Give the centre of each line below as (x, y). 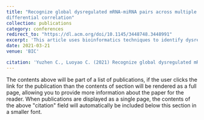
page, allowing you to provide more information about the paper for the (95, 92)
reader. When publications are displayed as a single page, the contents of (98, 99)
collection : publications (39, 23)
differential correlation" (40, 18)
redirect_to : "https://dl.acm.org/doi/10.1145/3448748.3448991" (89, 35)
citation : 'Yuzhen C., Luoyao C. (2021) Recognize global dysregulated (99, 62)
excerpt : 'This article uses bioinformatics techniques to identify (95, 40)
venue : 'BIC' (23, 52)
